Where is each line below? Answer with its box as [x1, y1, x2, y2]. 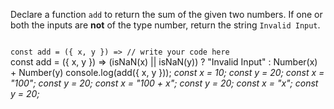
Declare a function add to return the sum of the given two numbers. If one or [10, 9, 323, 20]
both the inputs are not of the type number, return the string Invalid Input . [10, 19, 321, 31]
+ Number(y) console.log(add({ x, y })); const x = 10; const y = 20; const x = [10, 67, 325, 78]
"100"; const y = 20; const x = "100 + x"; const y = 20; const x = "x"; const [10, 77, 319, 89]
